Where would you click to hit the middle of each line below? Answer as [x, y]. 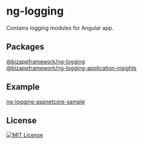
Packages [25, 47]
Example [23, 87]
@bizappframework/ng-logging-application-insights [71, 68]
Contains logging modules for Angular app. [60, 28]
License [22, 120]
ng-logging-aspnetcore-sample [46, 102]
